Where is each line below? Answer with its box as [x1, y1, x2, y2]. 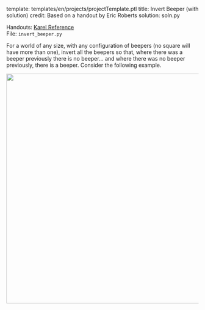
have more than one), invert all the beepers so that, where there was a [6, 48, 183, 56]
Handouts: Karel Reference [6, 24, 74, 31]
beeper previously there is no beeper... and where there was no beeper [6, 55, 185, 62]
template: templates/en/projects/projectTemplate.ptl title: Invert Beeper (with [6, 6, 199, 12]
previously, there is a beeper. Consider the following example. [6, 61, 162, 69]
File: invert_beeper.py [6, 30, 62, 37]
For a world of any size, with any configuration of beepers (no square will [6, 42, 190, 49]
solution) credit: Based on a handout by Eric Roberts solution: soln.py [6, 12, 180, 19]
